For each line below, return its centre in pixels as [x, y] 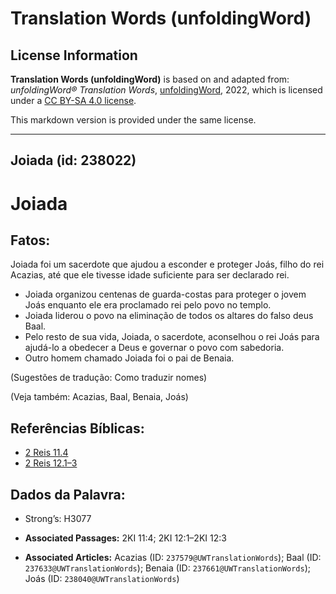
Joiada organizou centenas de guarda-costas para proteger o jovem [165, 294]
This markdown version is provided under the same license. [133, 120]
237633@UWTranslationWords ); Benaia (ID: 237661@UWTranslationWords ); [167, 568]
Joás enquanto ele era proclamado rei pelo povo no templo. [148, 305]
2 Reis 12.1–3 [51, 463]
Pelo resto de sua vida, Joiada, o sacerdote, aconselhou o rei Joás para [172, 337]
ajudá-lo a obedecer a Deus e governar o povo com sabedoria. [154, 348]
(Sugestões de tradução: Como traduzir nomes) [109, 378]
